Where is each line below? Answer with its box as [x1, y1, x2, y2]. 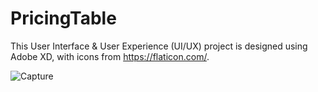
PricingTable [10, 7, 117, 30]
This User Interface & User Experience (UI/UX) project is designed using [10, 40, 308, 52]
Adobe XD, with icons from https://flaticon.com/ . [10, 50, 210, 62]
